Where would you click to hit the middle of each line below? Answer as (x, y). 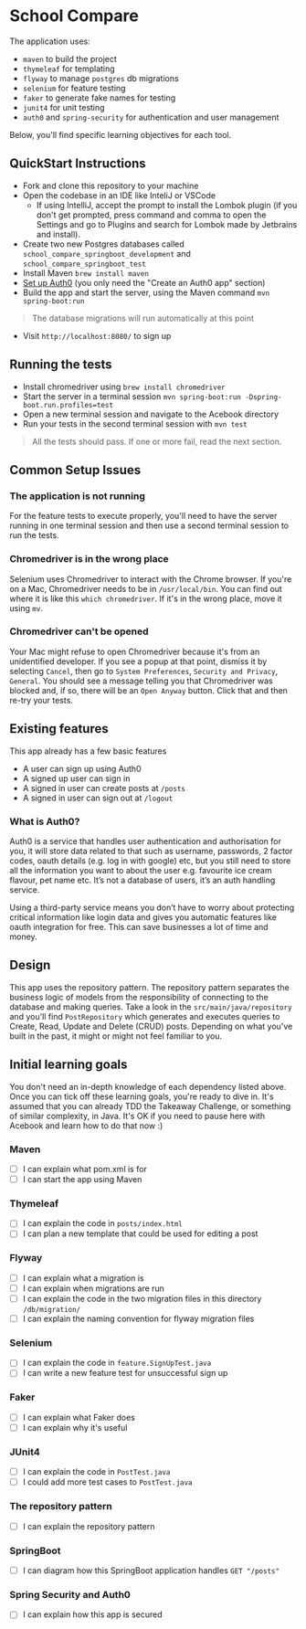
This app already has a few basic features (88, 751)
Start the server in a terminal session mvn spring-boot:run (132, 396)
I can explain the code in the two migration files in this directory (142, 1298)
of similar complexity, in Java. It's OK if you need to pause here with (137, 1116)
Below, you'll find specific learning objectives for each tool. (121, 134)
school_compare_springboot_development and (107, 253)
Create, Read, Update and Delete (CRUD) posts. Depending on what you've (151, 1026)
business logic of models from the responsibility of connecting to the (139, 997)
